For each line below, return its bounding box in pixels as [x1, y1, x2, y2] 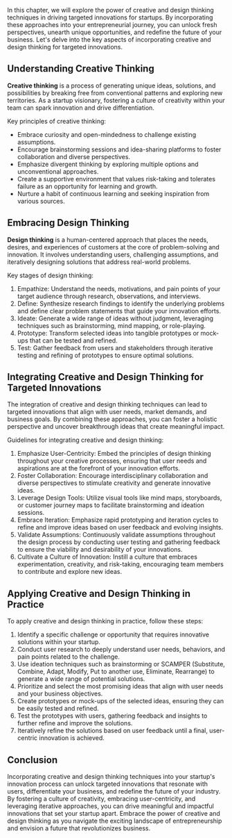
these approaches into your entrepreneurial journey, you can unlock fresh [7, 21, 217, 28]
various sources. [17, 197, 65, 205]
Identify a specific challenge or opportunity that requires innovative [17, 630, 210, 639]
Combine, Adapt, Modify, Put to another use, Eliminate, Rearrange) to [17, 667, 215, 676]
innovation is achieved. [39, 734, 105, 742]
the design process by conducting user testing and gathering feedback [17, 538, 220, 546]
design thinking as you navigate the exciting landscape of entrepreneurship [7, 816, 222, 825]
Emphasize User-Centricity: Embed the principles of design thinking [17, 450, 211, 458]
